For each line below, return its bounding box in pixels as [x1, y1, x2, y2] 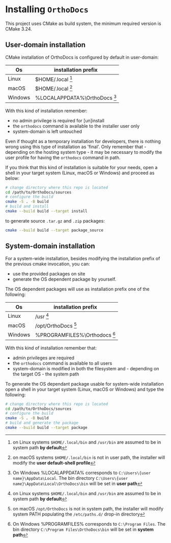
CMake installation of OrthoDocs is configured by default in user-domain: [5, 54, 159, 60]
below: [5, 175, 19, 181]
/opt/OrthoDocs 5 [35, 321, 77, 330]
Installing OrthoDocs [5, 4, 89, 15]
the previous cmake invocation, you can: [5, 261, 90, 267]
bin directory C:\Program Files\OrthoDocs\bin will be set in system [12, 526, 154, 532]
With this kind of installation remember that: [5, 345, 97, 351]
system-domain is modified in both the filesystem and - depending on [12, 365, 159, 371]
